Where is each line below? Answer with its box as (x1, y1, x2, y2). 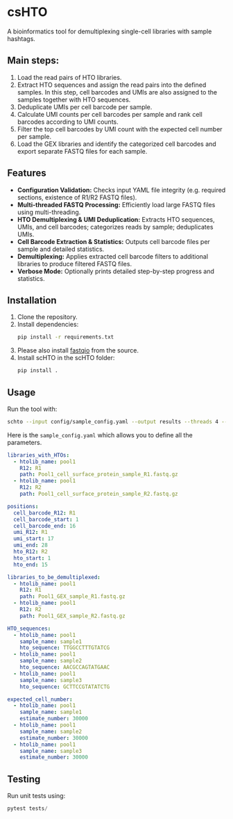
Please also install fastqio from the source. (17, 346, 139, 355)
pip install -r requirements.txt (17, 334, 114, 341)
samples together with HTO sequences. (17, 95, 131, 104)
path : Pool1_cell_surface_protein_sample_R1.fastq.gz (19, 471, 178, 478)
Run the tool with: (7, 405, 58, 413)
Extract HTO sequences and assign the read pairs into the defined (17, 81, 207, 89)
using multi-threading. (17, 208, 81, 216)
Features (7, 168, 46, 179)
